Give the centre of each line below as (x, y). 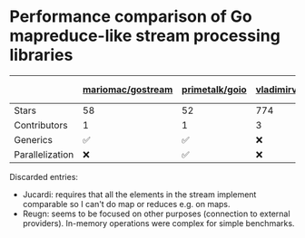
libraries (41, 55)
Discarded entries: (44, 176)
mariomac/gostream (128, 90)
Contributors (41, 125)
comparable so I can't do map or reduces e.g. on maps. (126, 204)
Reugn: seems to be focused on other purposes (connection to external (156, 214)
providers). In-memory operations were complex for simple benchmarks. (158, 223)
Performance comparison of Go (131, 17)
